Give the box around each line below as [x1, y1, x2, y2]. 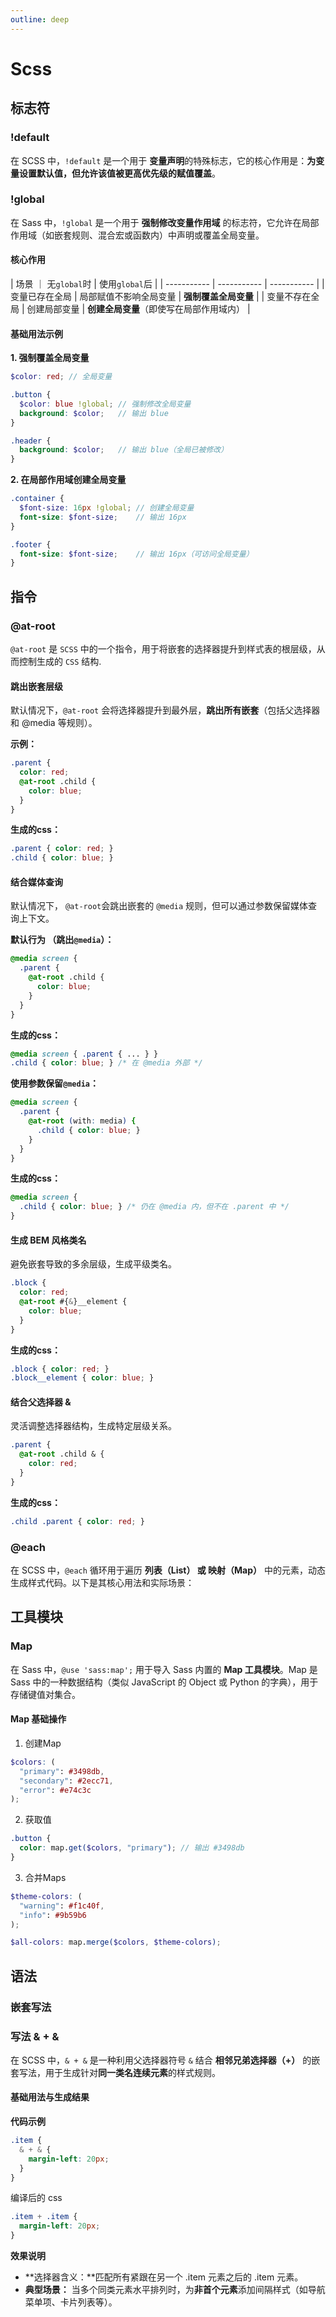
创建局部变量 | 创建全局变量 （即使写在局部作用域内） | [26, 303, 251, 315]
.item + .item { [10, 2212, 78, 2222]
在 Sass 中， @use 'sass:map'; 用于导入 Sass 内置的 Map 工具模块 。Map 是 [10, 1663, 318, 1675]
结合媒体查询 [10, 876, 63, 888]
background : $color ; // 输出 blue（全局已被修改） [19, 445, 229, 455]
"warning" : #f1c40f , [19, 1901, 105, 1911]
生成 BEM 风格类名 [10, 1234, 87, 1246]
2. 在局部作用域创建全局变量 [10, 474, 127, 486]
